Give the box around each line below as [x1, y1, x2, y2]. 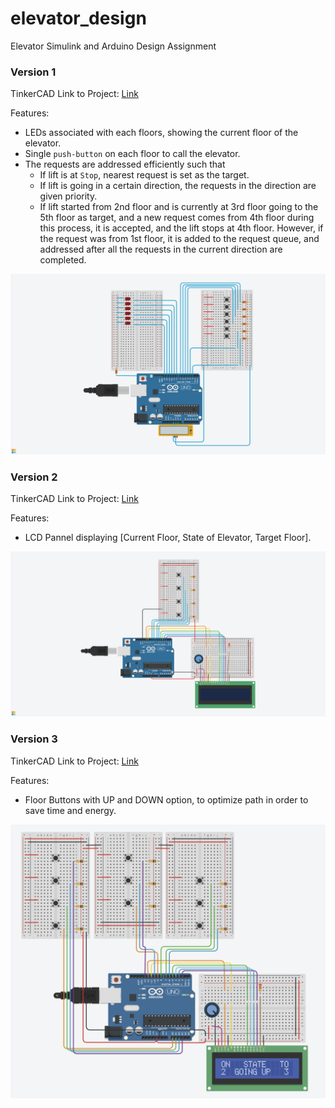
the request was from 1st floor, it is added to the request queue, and [39, 233, 320, 245]
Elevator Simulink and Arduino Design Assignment [10, 40, 217, 52]
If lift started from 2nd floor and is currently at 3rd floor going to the [39, 201, 319, 213]
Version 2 [10, 470, 58, 484]
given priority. [39, 190, 98, 202]
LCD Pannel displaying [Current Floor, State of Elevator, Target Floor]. [24, 532, 312, 544]
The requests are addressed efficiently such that [24, 158, 226, 171]
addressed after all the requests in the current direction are [39, 243, 283, 256]
